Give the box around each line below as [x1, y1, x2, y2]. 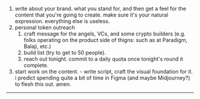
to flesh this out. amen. [14, 81, 71, 88]
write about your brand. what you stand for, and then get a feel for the [14, 5, 186, 12]
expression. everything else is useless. [14, 18, 110, 24]
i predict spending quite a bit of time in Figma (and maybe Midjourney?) [14, 74, 190, 81]
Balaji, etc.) [23, 43, 52, 50]
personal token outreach [14, 24, 76, 31]
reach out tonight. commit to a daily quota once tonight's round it [23, 56, 183, 62]
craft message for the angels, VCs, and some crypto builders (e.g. [23, 30, 186, 37]
